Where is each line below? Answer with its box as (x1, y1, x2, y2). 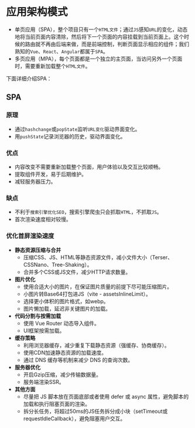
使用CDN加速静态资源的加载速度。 (23, 349, 107, 356)
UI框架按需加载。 (23, 327, 65, 334)
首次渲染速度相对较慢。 (14, 216, 71, 223)
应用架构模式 (6, 5, 69, 19)
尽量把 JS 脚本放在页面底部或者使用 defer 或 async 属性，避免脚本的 (23, 393, 189, 400)
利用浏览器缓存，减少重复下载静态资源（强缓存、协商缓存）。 (23, 341, 170, 349)
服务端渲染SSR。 (23, 378, 64, 385)
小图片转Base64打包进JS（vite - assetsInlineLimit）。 (23, 290, 151, 297)
